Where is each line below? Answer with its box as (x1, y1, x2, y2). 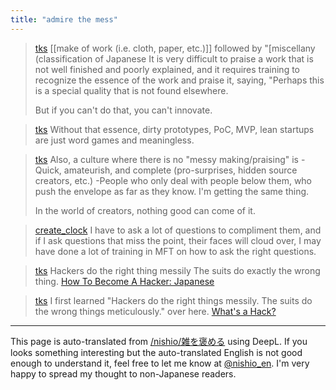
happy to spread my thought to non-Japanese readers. (10, 367, 237, 380)
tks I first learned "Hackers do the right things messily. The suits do (34, 294, 313, 306)
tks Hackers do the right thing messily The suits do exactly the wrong (34, 264, 321, 276)
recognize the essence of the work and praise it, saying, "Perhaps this (34, 74, 325, 86)
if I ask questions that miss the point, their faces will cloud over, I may (34, 234, 322, 246)
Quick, (34, 164, 62, 176)
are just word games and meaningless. (34, 134, 195, 146)
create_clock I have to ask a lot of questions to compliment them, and (34, 224, 322, 236)
